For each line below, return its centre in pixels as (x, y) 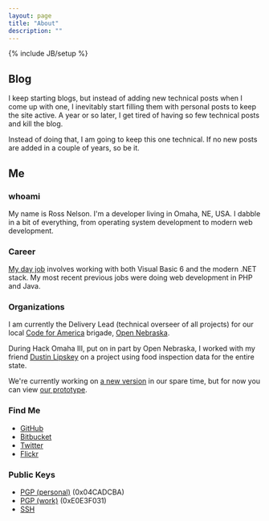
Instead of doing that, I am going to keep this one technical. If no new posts (133, 139)
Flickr (29, 453)
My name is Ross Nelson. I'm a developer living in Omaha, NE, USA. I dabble (134, 213)
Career (22, 252)
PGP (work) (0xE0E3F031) (63, 501)
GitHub (32, 428)
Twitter (32, 445)
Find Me (24, 411)
